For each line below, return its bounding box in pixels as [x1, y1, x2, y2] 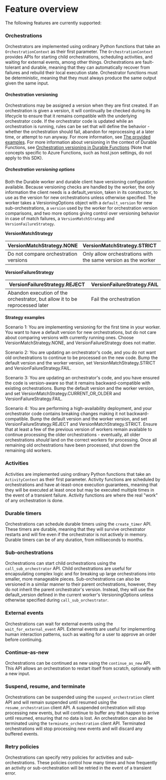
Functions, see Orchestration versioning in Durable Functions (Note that [5, 144, 151, 150]
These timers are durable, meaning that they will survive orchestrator [5, 526, 146, 532]
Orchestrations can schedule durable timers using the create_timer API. [5, 521, 152, 527]
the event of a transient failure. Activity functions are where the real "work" [5, 492, 158, 498]
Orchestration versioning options [5, 167, 75, 173]
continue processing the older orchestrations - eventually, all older [5, 432, 141, 438]
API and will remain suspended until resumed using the [5, 699, 117, 705]
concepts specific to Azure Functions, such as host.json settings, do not [5, 150, 152, 156]
